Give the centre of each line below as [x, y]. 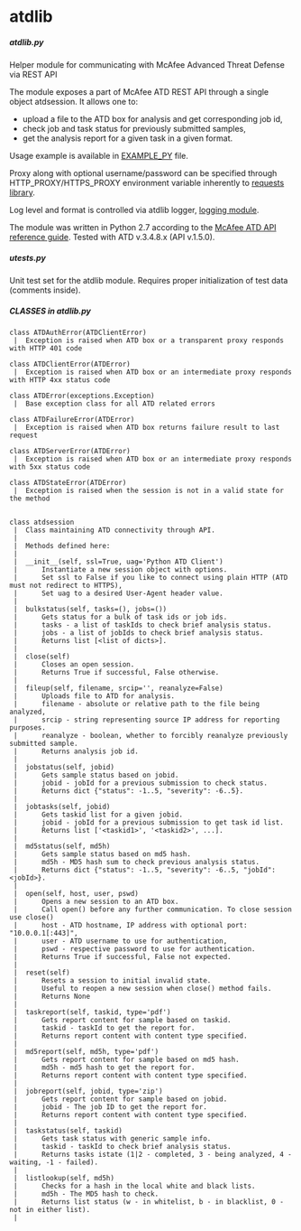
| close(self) [41, 657]
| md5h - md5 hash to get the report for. [104, 1068]
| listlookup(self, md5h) [64, 1179]
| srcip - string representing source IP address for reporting [146, 720]
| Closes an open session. [74, 665]
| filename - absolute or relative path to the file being [136, 704]
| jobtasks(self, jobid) [62, 807]
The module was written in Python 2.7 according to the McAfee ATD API [143, 228]
